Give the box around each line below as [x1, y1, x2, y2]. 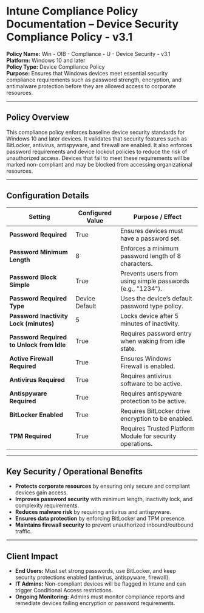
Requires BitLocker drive [120, 406, 191, 415]
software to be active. [120, 379, 182, 387]
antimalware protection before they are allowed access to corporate [6, 82, 176, 89]
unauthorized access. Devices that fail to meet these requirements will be [6, 154, 190, 162]
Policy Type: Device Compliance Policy [6, 63, 105, 71]
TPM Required [9, 432, 52, 440]
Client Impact [6, 551, 58, 561]
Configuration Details [6, 190, 89, 201]
